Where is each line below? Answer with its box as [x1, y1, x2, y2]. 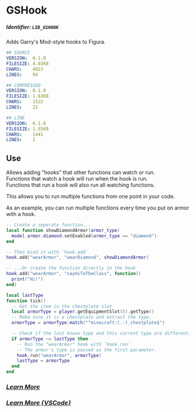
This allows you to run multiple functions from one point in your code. [6, 193, 175, 200]
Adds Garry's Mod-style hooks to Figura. [6, 38, 106, 45]
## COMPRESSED [6, 82, 41, 89]
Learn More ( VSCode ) [6, 398, 71, 407]
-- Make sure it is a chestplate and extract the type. [11, 314, 152, 321]
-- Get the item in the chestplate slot [11, 303, 112, 309]
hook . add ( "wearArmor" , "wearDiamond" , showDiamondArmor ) [6, 254, 149, 260]
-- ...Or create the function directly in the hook [6, 265, 136, 272]
